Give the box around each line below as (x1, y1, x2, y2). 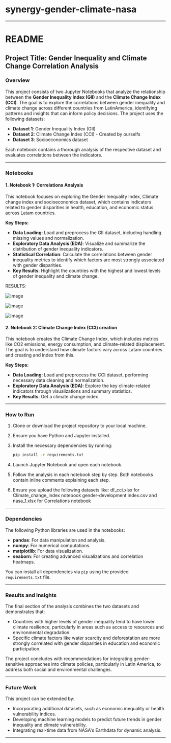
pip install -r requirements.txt (12, 453, 84, 458)
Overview (5, 77, 30, 84)
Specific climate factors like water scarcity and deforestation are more (12, 635, 160, 641)
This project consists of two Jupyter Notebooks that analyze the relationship (5, 88, 165, 95)
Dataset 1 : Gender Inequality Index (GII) (12, 125, 96, 131)
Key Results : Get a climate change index (12, 394, 98, 400)
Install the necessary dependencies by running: (12, 442, 113, 448)
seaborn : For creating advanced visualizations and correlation (12, 553, 144, 559)
